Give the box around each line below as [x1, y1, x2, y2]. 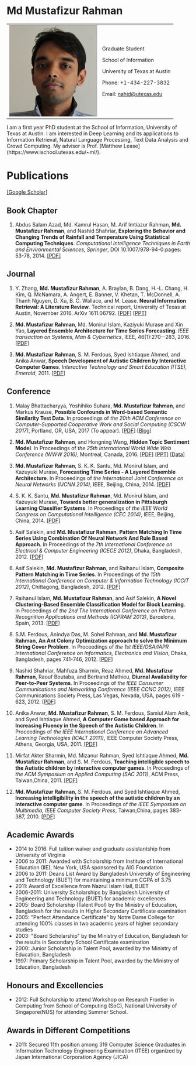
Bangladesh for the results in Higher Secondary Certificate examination [15, 907, 187, 914]
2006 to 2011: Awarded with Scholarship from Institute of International [15, 858, 183, 865]
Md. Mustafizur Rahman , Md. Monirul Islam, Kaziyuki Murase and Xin [15, 321, 183, 328]
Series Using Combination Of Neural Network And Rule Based [15, 534, 168, 541]
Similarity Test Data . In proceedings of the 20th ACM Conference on [15, 414, 181, 421]
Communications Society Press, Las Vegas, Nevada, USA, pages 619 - [15, 692, 184, 699]
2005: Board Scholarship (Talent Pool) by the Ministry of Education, [15, 902, 178, 909]
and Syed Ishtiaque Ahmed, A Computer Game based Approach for [15, 715, 180, 722]
